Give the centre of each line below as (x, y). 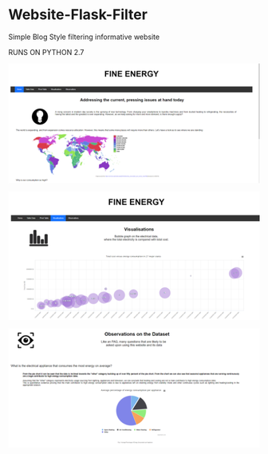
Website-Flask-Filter (78, 15)
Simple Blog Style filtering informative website (84, 37)
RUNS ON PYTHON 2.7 (46, 52)
